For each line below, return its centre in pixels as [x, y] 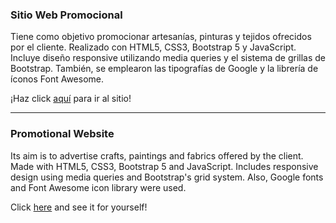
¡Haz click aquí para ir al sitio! [71, 99]
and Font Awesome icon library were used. [98, 187]
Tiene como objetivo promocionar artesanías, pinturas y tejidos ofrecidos [161, 37]
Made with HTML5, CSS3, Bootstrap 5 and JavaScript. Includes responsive [164, 166]
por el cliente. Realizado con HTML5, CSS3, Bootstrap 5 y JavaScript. [153, 47]
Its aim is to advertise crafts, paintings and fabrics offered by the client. [157, 155]
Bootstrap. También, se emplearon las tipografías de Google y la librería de [164, 69]
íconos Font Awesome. [57, 79]
